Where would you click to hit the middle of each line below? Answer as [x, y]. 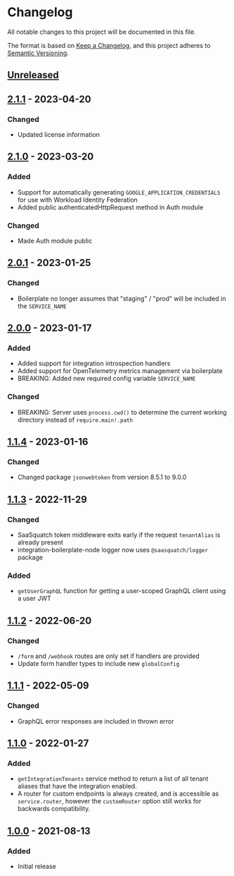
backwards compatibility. [54, 809]
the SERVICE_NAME [42, 306]
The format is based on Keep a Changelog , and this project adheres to [109, 45]
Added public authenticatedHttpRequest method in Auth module [110, 207]
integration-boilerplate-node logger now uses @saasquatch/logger [113, 550]
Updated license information [59, 135]
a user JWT [34, 598]
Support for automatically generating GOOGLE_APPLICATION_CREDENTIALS [119, 192]
